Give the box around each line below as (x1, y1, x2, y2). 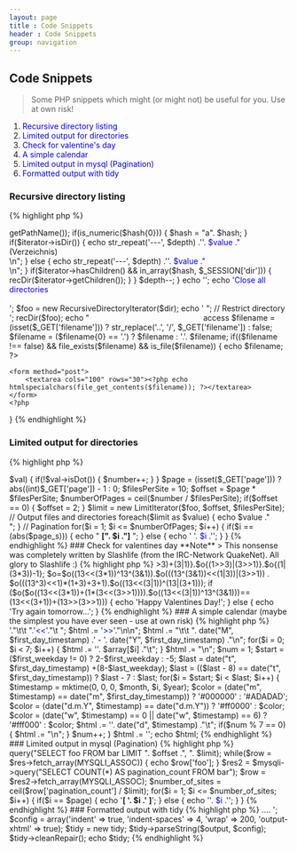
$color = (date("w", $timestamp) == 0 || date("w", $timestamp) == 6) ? (9, 710, 268, 721)
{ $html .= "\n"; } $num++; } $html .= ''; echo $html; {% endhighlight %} (9, 729, 273, 739)
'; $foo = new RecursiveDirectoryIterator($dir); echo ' (9, 303, 204, 314)
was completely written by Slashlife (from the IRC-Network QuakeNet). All (9, 549, 279, 560)
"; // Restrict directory (205, 303, 285, 314)
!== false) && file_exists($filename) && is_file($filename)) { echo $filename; (9, 341, 284, 352)
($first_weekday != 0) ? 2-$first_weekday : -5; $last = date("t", (9, 653, 237, 664)
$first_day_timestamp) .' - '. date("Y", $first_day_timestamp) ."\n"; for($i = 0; (9, 634, 285, 645)
